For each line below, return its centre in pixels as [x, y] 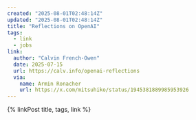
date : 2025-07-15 [38, 64]
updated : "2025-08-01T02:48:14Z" [55, 20]
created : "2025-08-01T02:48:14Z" [55, 13]
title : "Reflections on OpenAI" [53, 26]
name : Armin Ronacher [50, 84]
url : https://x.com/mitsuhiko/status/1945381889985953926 [104, 90]
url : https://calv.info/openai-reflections [76, 71]
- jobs [23, 45]
